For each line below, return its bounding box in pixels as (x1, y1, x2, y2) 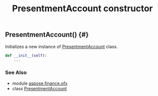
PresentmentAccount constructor (12, 3, 153, 14)
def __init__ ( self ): (5, 53, 48, 58)
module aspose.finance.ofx (12, 80, 68, 86)
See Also (5, 69, 27, 76)
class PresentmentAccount (12, 85, 67, 91)
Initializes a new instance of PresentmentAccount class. (5, 44, 118, 49)
